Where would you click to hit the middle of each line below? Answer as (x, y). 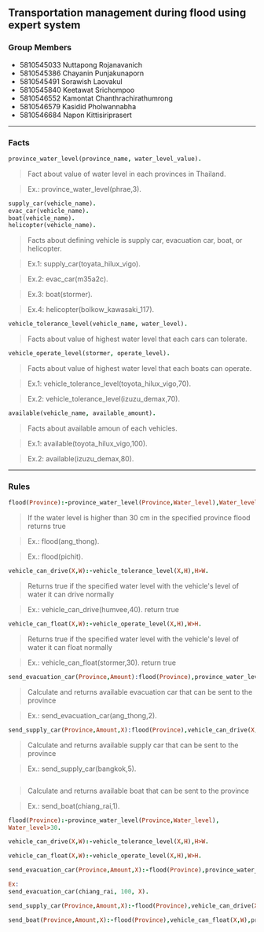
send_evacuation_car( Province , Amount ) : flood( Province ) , (101, 677)
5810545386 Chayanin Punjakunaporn (82, 73)
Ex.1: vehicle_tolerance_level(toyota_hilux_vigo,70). (109, 383)
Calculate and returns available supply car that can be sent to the (133, 745)
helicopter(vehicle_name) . (52, 226)
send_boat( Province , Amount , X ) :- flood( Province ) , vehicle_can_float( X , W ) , (130, 920)
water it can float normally (70, 647)
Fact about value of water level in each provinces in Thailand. (126, 174)
